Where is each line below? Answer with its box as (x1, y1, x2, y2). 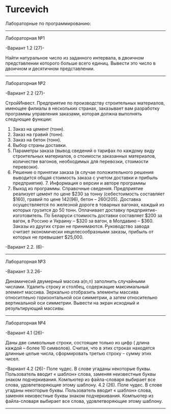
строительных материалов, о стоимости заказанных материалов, (12, 153, 156, 159)
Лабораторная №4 (5, 319, 46, 326)
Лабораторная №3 (5, 258, 46, 264)
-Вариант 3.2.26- (5, 268, 42, 274)
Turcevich (5, 4, 49, 15)
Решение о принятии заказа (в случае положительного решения (12, 169, 154, 175)
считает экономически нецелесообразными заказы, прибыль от (12, 228, 154, 234)
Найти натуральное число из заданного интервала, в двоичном (5, 54, 144, 61)
